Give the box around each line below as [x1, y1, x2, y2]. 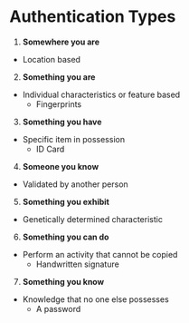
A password [35, 303, 81, 314]
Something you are [22, 71, 96, 83]
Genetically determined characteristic [22, 213, 163, 224]
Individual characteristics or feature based [22, 89, 181, 100]
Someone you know [22, 161, 99, 171]
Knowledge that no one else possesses [22, 293, 169, 305]
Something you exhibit [22, 196, 110, 207]
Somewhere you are [22, 36, 100, 47]
